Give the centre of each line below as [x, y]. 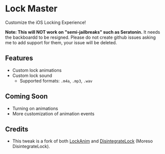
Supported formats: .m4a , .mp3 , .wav [56, 80]
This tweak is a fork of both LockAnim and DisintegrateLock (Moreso [82, 141]
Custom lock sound [32, 76]
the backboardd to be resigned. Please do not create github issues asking [81, 37]
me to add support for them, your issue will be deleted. [61, 42]
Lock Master [31, 9]
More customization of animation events [53, 114]
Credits [17, 129]
